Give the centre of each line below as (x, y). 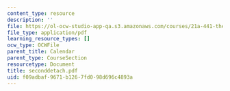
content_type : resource (41, 13)
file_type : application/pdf (47, 32)
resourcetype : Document (41, 64)
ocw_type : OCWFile (33, 45)
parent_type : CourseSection (47, 58)
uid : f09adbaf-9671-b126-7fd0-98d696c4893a (70, 77)
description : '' (30, 20)
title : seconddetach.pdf (42, 70)
